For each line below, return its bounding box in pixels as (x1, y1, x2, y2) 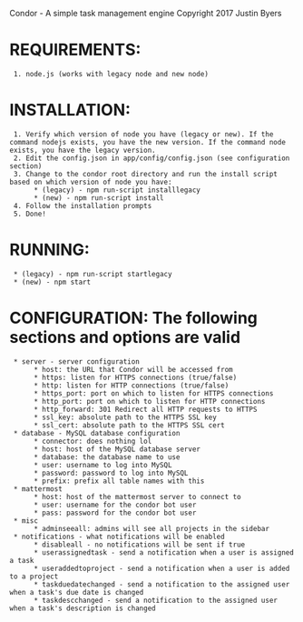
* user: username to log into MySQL (33, 460, 172, 469)
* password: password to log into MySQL (33, 468, 189, 477)
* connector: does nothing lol (33, 436, 152, 446)
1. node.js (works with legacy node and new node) (13, 69, 209, 78)
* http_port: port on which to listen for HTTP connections (33, 396, 266, 406)
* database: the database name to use (33, 452, 181, 462)
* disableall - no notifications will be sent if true (33, 540, 246, 549)
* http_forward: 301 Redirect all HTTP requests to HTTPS (33, 405, 258, 414)
